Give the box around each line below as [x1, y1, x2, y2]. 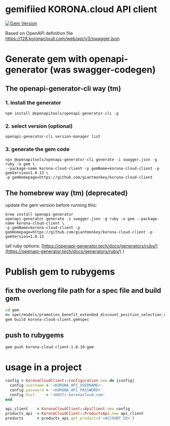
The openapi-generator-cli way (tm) [5, 84, 121, 93]
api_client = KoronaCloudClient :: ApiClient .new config [5, 406, 130, 411]
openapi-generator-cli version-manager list [5, 134, 101, 139]
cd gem [5, 307, 19, 313]
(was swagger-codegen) [50, 64, 156, 75]
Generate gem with [5, 53, 88, 65]
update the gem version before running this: [5, 202, 97, 208]
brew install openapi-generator [5, 212, 73, 217]
